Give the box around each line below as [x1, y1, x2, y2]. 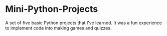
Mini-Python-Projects [5, 3, 98, 15]
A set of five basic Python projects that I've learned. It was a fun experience [5, 20, 162, 26]
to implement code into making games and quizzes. [5, 25, 112, 31]
